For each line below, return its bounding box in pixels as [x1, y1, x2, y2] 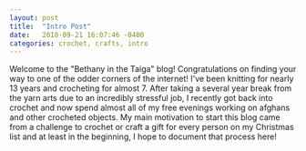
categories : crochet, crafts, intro [9, 38, 148, 48]
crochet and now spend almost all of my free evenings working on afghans [9, 102, 291, 114]
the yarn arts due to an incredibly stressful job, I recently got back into [9, 93, 273, 104]
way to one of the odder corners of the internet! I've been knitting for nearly [9, 74, 294, 85]
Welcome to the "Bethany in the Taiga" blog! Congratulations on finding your [9, 64, 297, 75]
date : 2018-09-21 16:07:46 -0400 [9, 30, 145, 39]
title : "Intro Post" [9, 22, 92, 31]
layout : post [9, 13, 59, 23]
